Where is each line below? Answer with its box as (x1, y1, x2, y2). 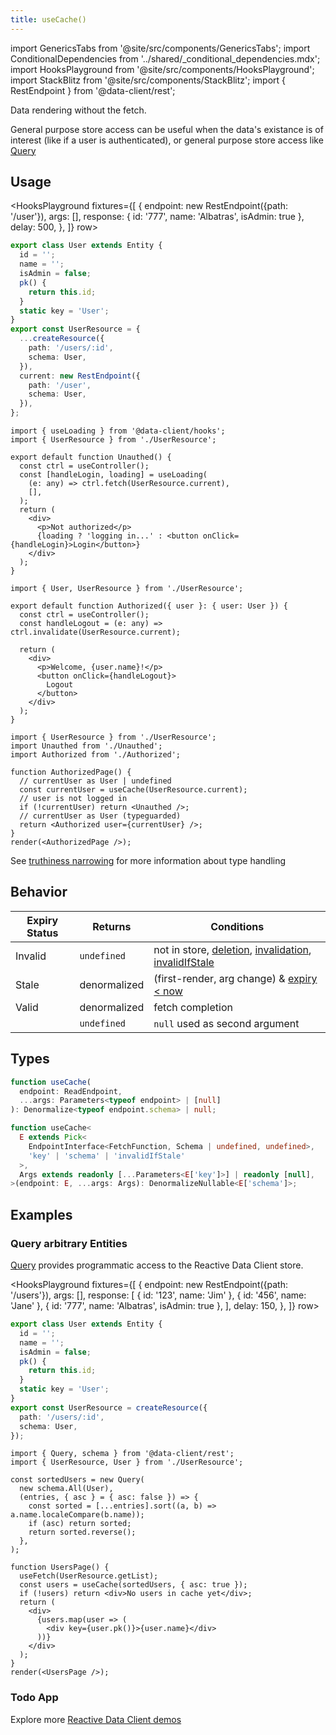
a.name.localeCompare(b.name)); (10, 1510, 145, 1520)
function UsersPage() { (10, 1562, 110, 1573)
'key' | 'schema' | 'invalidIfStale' (28, 1151, 186, 1161)
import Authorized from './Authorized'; (10, 750, 182, 760)
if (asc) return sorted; (28, 1519, 132, 1529)
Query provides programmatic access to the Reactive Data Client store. (10, 1259, 304, 1271)
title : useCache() (10, 14, 87, 25)
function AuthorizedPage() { (10, 767, 132, 778)
